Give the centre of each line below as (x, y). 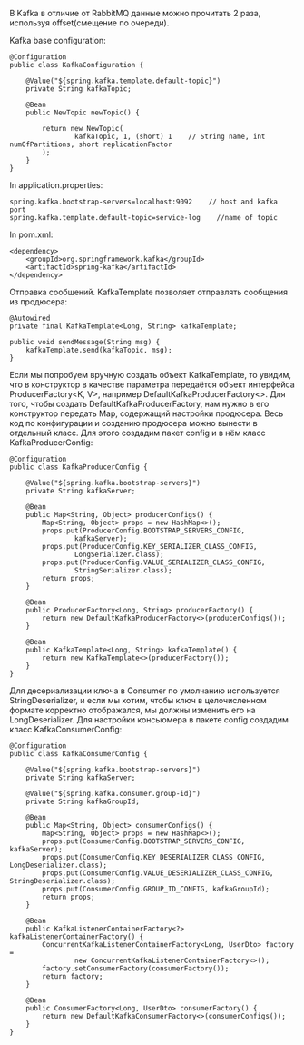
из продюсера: (39, 302)
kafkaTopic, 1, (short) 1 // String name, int (170, 136)
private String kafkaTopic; (78, 89)
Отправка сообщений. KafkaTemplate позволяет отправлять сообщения (149, 292)
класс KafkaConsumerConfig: (66, 729)
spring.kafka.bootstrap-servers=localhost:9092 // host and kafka (144, 202)
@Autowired (30, 318)
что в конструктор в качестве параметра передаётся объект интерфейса (152, 384)
